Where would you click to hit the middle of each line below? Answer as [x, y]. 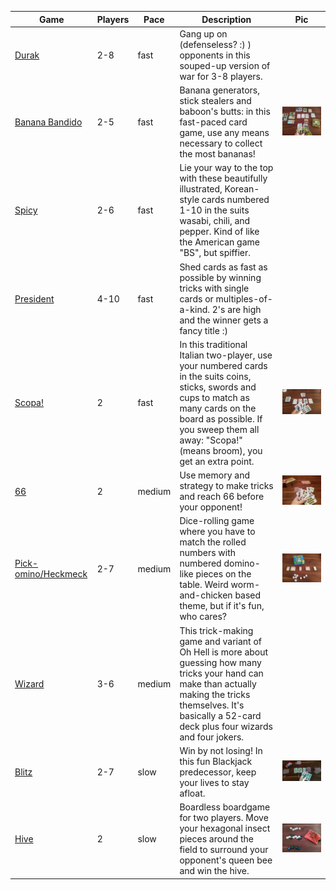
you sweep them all [219, 429]
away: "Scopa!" [211, 440]
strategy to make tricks [226, 485]
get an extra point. [217, 461]
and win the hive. [214, 870]
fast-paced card [213, 122]
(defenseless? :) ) [215, 44]
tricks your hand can [221, 673]
